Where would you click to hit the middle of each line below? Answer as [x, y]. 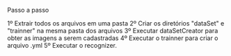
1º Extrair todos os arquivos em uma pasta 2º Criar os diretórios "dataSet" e [116, 23]
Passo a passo [28, 10]
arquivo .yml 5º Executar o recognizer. [62, 45]
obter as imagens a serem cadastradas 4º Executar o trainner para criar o [113, 38]
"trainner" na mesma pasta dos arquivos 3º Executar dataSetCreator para [113, 31]
